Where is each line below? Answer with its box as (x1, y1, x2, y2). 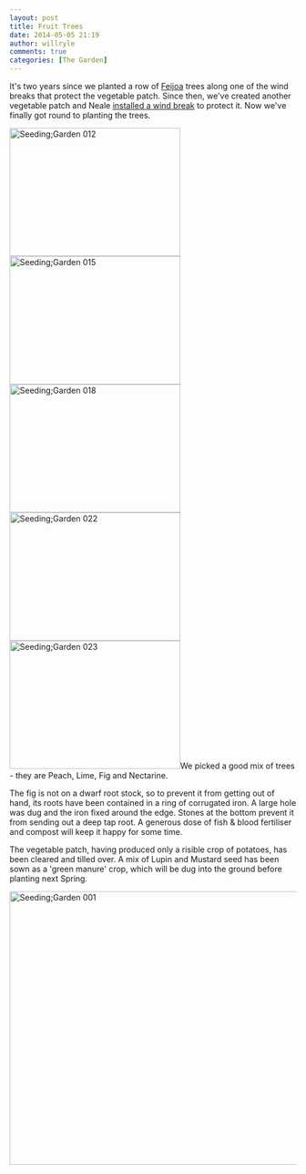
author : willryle (9, 38, 76, 48)
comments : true (9, 47, 67, 57)
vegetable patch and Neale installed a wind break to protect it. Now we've (9, 100, 287, 110)
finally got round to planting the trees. (9, 110, 151, 120)
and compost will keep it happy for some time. (9, 827, 183, 837)
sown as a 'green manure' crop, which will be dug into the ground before (9, 863, 282, 874)
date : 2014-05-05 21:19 (9, 30, 100, 39)
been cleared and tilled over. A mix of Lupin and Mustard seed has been (9, 854, 280, 864)
